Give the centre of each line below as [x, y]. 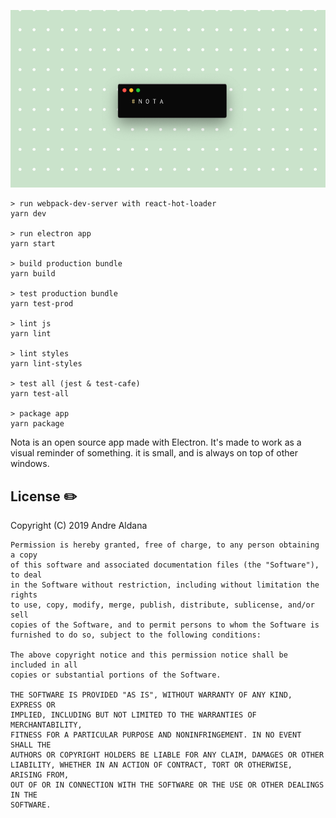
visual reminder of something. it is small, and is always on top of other [154, 453]
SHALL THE [31, 745]
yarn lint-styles [46, 364]
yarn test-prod [42, 304]
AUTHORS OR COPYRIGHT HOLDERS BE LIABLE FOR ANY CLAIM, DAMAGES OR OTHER [167, 755]
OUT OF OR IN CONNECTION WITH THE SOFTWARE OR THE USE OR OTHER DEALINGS [167, 785]
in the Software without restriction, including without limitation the [165, 585]
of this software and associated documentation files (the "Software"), [165, 565]
